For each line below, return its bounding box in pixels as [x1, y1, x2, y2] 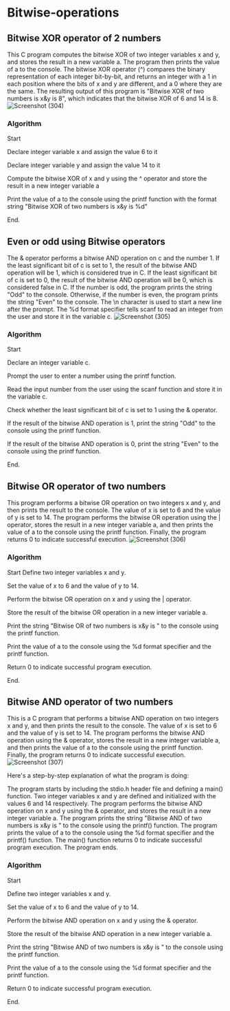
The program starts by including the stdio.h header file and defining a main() [7, 785, 223, 793]
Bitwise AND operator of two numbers [7, 696, 174, 707]
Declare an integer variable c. [7, 359, 91, 367]
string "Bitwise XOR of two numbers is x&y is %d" [7, 202, 148, 211]
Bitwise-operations [7, 5, 119, 21]
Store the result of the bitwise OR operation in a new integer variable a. [7, 608, 208, 617]
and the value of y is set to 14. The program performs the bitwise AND [7, 729, 205, 737]
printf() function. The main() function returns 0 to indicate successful [7, 836, 203, 844]
